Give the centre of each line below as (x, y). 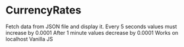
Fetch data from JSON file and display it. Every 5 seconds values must (91, 26)
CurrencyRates (43, 10)
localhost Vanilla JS (29, 39)
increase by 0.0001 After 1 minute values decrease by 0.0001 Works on (92, 32)
